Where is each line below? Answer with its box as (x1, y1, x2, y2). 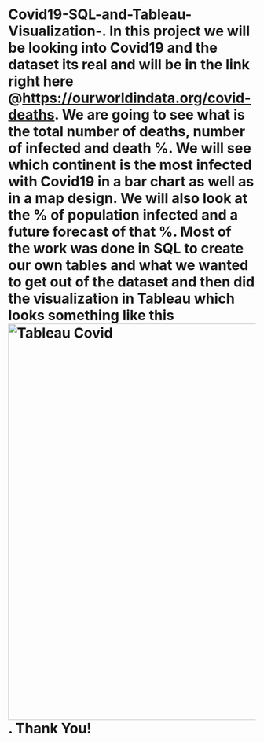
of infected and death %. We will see (8, 139, 251, 157)
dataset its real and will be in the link (8, 56, 250, 74)
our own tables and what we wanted (8, 257, 249, 275)
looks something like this (8, 307, 174, 324)
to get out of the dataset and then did (8, 273, 255, 291)
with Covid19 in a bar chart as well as (8, 173, 255, 190)
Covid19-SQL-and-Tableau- (8, 6, 192, 24)
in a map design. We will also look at (8, 190, 248, 208)
